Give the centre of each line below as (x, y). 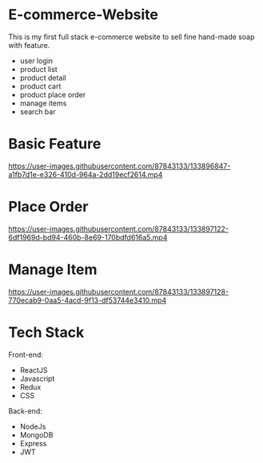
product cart (40, 86)
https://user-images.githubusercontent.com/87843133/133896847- (120, 166)
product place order (53, 94)
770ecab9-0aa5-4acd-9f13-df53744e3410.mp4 (88, 300)
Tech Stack (46, 332)
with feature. (29, 45)
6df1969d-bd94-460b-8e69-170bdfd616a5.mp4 (88, 237)
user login (36, 61)
